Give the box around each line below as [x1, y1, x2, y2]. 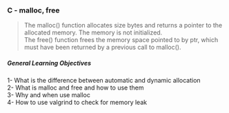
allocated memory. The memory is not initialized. [23, 28, 163, 37]
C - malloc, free [7, 6, 60, 15]
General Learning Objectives [7, 59, 92, 67]
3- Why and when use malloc [7, 91, 91, 99]
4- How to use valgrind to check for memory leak [7, 99, 147, 107]
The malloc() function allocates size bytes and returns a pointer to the [23, 21, 223, 30]
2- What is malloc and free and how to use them [7, 83, 144, 92]
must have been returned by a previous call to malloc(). [23, 43, 181, 52]
